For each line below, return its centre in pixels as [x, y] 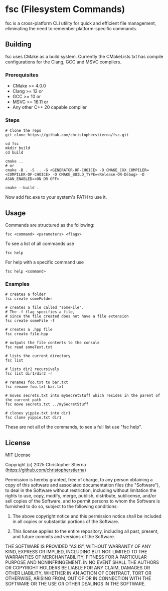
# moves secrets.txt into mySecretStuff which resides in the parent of [83, 396]
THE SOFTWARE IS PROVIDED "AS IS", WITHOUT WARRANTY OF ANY [78, 546]
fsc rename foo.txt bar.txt [35, 387]
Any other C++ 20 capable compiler [50, 107]
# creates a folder [26, 294]
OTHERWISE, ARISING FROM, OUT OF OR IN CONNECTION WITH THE [78, 578]
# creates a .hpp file [29, 330]
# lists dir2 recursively [32, 369]
